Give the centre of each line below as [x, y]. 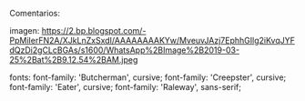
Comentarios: [35, 13]
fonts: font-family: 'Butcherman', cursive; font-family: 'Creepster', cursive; [148, 77]
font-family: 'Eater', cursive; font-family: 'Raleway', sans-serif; [125, 87]
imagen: [25, 30]
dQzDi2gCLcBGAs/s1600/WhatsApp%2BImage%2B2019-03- [124, 50]
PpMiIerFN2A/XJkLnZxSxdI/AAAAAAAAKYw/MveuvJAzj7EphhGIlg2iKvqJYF [152, 40]
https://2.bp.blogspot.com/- [94, 30]
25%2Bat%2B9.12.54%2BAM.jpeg [74, 60]
